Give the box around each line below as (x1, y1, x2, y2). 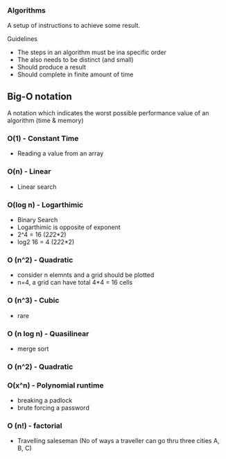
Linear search (17, 183, 57, 191)
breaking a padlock (17, 397, 73, 405)
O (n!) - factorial (7, 421, 62, 431)
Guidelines (7, 35, 38, 43)
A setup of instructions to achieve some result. (7, 22, 141, 30)
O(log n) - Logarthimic (7, 200, 84, 210)
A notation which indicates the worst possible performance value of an (7, 109, 209, 117)
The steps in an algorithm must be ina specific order (17, 48, 166, 57)
